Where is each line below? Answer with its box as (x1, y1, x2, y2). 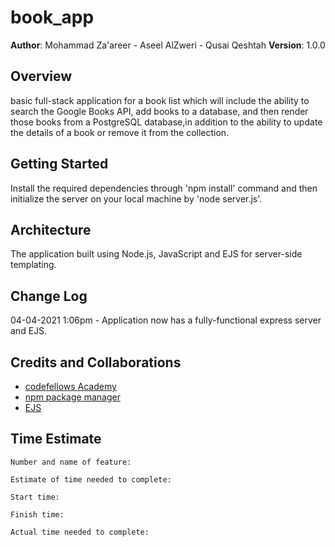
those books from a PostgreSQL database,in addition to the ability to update (10, 116, 323, 128)
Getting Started (10, 156, 109, 173)
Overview (10, 68, 73, 85)
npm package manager (24, 391, 121, 403)
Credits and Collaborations (10, 354, 182, 371)
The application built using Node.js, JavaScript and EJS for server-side (10, 248, 303, 260)
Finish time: (10, 509, 65, 520)
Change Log (10, 287, 88, 305)
